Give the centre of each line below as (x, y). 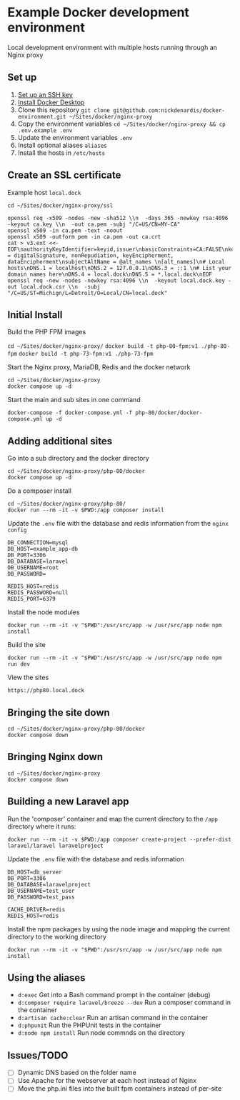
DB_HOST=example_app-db (43, 549)
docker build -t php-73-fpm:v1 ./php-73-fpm (86, 354)
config (17, 530)
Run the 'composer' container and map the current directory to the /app (112, 819)
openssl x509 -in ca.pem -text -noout (65, 230)
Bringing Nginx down (55, 757)
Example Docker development (98, 12)
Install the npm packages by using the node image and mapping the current (119, 929)
